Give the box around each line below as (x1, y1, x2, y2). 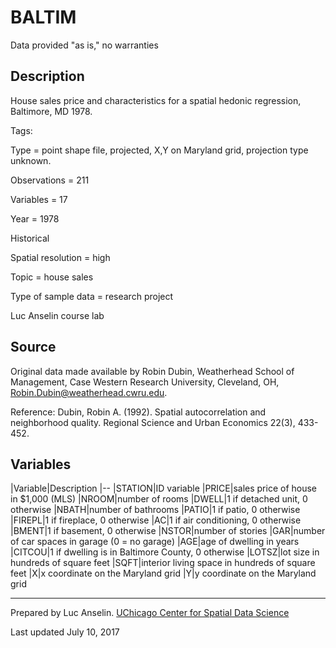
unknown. (10, 154, 52, 166)
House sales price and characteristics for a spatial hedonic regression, (10, 94, 302, 106)
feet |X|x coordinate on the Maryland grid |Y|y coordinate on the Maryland (10, 567, 317, 580)
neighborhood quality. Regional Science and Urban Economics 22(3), (10, 416, 296, 428)
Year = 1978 (10, 212, 60, 225)
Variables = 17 (10, 193, 68, 205)
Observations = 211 (10, 174, 90, 186)
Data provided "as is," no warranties (10, 39, 159, 51)
